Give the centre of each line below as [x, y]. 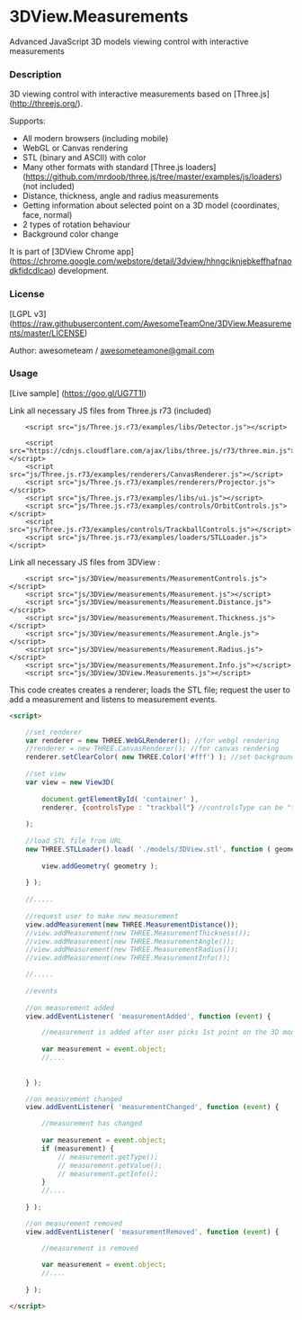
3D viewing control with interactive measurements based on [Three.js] [139, 94]
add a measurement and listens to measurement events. [113, 699]
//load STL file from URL [74, 841]
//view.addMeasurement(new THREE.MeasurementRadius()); [133, 950]
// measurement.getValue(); [110, 1165]
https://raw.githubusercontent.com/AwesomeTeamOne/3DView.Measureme [152, 323]
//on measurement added [70, 1008]
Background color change [70, 234]
